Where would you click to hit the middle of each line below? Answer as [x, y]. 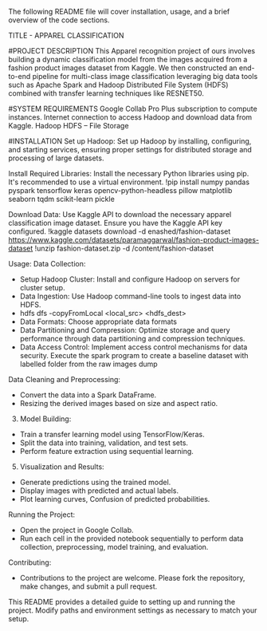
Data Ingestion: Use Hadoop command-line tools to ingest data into [130, 296]
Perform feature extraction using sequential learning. [106, 451]
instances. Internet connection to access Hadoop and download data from [130, 117]
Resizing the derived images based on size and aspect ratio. [119, 403]
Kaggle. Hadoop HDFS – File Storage [69, 126]
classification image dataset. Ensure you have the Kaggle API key [116, 223]
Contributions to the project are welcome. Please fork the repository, [132, 578]
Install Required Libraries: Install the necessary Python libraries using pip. [129, 174]
